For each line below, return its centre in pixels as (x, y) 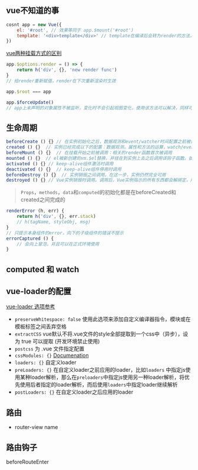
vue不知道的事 (33, 11)
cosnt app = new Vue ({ (34, 25)
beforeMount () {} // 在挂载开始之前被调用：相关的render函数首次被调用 (89, 153)
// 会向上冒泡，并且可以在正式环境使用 (58, 244)
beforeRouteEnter (27, 462)
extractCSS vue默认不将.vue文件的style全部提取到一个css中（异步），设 (101, 334)
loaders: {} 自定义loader (45, 362)
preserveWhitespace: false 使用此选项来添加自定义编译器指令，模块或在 (103, 319)
